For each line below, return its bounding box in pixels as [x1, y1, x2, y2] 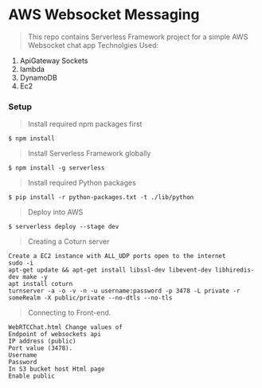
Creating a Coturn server [27, 237, 110, 246]
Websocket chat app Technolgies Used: [27, 40, 159, 49]
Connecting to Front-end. [27, 308, 111, 318]
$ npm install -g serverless [8, 164, 105, 172]
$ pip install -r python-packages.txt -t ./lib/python [8, 194, 194, 202]
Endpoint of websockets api [8, 331, 102, 339]
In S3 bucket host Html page [8, 365, 105, 374]
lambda [19, 64, 45, 73]
